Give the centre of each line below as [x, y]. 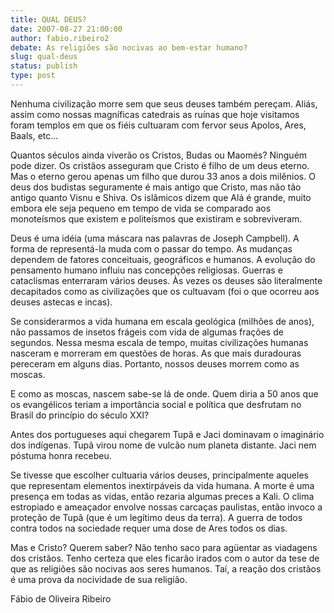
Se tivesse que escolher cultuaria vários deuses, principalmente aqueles [159, 475]
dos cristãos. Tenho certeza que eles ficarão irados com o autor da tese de [165, 558]
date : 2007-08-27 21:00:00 [66, 29]
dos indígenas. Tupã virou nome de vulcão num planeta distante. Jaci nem [163, 445]
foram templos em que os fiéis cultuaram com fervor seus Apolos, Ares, [158, 125]
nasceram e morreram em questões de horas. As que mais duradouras [156, 353]
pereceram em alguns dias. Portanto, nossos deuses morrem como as [155, 363]
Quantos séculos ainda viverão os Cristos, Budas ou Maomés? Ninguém [159, 155]
